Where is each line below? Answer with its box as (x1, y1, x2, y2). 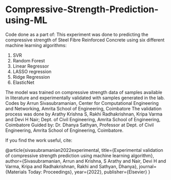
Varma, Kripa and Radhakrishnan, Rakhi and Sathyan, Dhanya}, (5, 163, 138, 169)
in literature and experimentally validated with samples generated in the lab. (5, 95, 165, 101)
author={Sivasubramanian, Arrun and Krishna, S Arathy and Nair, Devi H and (5, 157, 166, 164)
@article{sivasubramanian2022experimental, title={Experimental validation (5, 147, 164, 153)
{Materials (5, 169, 27, 175)
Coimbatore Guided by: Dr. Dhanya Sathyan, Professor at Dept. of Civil (5, 122, 154, 128)
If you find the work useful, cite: (5, 137, 73, 143)
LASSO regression (12, 68, 52, 75)
